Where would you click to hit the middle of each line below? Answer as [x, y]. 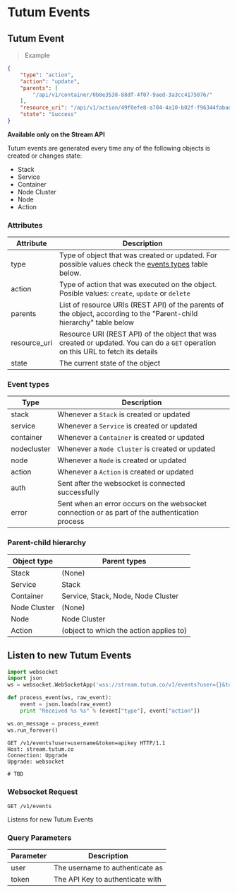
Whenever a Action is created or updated [126, 472]
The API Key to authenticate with [108, 880]
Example [37, 55]
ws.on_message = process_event [53, 723]
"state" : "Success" [49, 115]
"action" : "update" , [50, 81]
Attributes [25, 225]
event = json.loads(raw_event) [66, 704]
